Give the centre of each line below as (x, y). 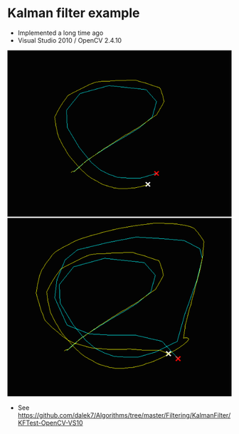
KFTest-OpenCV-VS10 (50, 423)
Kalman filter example (74, 13)
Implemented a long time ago (60, 33)
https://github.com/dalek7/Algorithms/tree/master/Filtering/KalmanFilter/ (124, 415)
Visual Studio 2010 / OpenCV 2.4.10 (70, 40)
